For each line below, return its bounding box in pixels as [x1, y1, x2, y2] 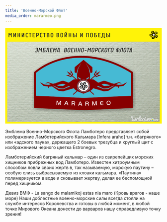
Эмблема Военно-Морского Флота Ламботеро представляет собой [5, 129, 150, 135]
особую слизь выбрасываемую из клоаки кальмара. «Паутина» [5, 170, 142, 176]
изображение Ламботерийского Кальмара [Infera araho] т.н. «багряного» [5, 134, 162, 140]
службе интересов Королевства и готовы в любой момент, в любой [5, 201, 150, 207]
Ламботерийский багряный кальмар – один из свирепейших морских [5, 154, 154, 160]
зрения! [5, 211, 21, 217]
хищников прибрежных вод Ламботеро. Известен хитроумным [5, 159, 140, 165]
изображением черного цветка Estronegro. [5, 145, 97, 150]
